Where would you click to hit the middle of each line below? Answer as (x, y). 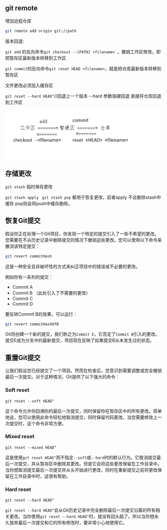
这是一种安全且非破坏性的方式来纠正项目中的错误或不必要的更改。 (73, 266)
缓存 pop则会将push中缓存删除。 (39, 203)
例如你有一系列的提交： (29, 277)
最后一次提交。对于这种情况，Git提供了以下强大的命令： (63, 377)
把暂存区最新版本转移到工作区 (36, 58)
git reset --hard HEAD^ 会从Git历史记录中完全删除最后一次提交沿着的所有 (80, 510)
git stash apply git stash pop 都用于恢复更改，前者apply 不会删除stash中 (83, 197)
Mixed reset (20, 437)
